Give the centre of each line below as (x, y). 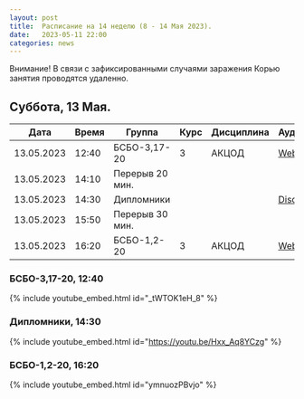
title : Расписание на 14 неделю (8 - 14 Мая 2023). (111, 26)
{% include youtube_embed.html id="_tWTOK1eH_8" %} (114, 299)
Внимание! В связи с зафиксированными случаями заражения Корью (145, 69)
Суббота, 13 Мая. (60, 106)
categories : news (42, 43)
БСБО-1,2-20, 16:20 (54, 365)
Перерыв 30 (141, 214)
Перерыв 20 (141, 174)
